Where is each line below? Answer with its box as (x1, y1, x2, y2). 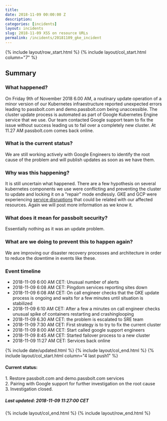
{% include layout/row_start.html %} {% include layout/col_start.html (5, 49, 146, 55)
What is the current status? (5, 140, 73, 147)
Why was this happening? (5, 169, 70, 176)
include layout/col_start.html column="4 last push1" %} (5, 353, 118, 359)
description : (5, 17, 32, 22)
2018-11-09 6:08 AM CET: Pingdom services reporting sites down (12, 285, 147, 291)
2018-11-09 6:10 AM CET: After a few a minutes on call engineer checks (12, 306, 160, 312)
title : (5, 7, 19, 13)
